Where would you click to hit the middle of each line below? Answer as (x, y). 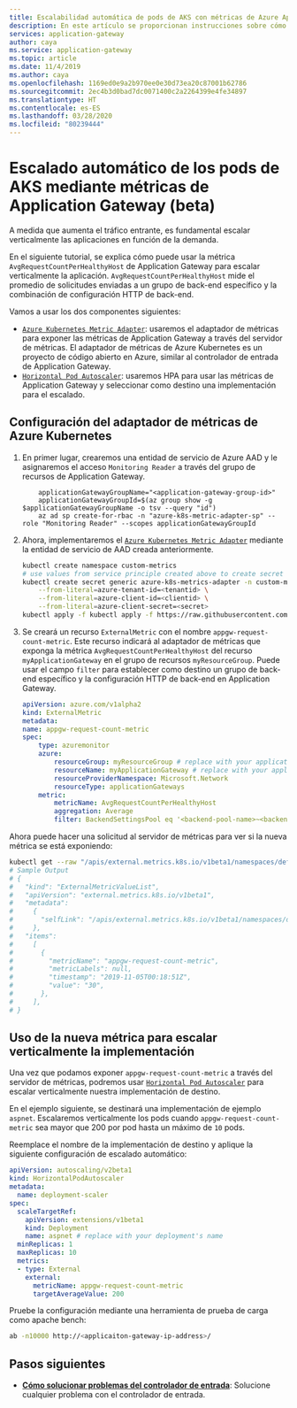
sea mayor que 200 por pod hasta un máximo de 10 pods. (140, 1127)
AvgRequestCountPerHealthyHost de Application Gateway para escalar (135, 265)
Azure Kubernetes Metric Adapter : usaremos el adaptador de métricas (150, 328)
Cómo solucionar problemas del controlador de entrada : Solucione (146, 1385)
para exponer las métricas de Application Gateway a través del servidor (152, 338)
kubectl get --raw (43, 862)
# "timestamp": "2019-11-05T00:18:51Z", (100, 977)
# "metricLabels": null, (71, 969)
